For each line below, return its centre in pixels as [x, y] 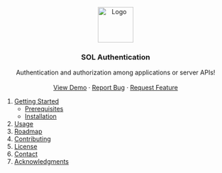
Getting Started [36, 101]
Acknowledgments [41, 162]
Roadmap [28, 132]
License [26, 147]
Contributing [32, 139]
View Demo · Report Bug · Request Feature [116, 88]
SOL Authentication [116, 57]
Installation [40, 116]
